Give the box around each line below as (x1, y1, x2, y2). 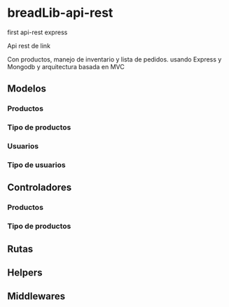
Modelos (7, 83, 47, 95)
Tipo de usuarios (7, 160, 66, 170)
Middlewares (7, 290, 65, 302)
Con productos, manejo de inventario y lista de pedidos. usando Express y (7, 55, 222, 64)
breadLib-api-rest (7, 5, 113, 21)
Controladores (7, 182, 72, 194)
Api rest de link (7, 41, 51, 50)
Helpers (7, 267, 43, 279)
